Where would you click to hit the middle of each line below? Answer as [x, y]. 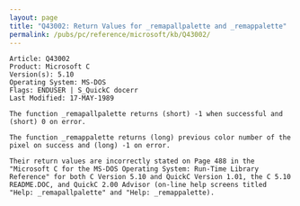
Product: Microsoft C [50, 67]
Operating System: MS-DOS [57, 83]
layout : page [34, 18]
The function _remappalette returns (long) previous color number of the [150, 138]
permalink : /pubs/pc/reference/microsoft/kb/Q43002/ [110, 34]
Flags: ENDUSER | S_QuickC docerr [74, 91]
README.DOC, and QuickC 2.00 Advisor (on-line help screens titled [138, 185]
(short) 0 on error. [48, 122]
